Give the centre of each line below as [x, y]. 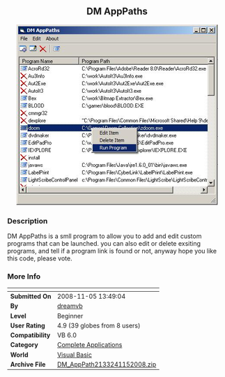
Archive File [28, 364]
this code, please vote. [40, 258]
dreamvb [70, 306]
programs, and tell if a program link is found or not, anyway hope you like [112, 251]
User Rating [28, 325]
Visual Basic [75, 355]
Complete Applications [90, 345]
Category [24, 345]
